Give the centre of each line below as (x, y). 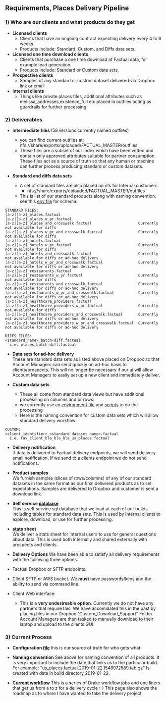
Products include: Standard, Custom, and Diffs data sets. (78, 49)
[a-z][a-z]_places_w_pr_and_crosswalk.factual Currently (82, 232)
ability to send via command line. (46, 584)
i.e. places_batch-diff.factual (43, 345)
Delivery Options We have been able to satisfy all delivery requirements (86, 554)
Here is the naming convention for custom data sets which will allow (89, 415)
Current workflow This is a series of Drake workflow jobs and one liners (86, 683)
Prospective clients (33, 75)
